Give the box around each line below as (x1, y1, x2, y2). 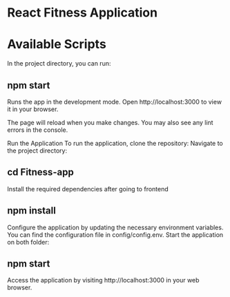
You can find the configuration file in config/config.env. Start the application (7, 230, 224, 239)
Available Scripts (7, 37, 107, 52)
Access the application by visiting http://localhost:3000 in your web (7, 276, 200, 285)
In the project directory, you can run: (7, 59, 111, 68)
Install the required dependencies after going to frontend (7, 184, 169, 193)
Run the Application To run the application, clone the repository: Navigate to (7, 139, 223, 147)
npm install (7, 205, 57, 217)
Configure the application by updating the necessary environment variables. (7, 223, 224, 231)
